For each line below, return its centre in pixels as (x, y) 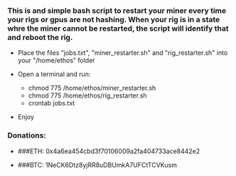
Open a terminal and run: (54, 74)
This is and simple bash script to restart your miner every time (117, 11)
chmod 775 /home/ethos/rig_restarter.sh (87, 95)
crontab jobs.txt (52, 103)
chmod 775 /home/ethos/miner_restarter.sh (92, 88)
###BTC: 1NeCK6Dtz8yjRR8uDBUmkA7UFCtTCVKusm (97, 165)
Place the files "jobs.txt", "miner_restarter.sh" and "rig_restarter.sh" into (123, 53)
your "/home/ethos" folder (56, 61)
